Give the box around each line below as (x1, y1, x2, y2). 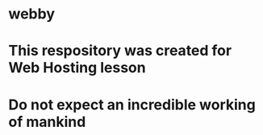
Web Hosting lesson (8, 59, 147, 77)
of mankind (8, 112, 86, 131)
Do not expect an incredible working (8, 96, 256, 113)
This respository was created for (8, 42, 232, 60)
